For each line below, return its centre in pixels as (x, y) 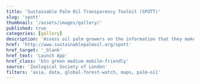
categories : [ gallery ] (34, 34)
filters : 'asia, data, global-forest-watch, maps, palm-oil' (84, 72)
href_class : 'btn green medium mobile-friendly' (68, 61)
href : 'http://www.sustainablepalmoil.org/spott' (69, 45)
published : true (26, 28)
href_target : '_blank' (34, 50)
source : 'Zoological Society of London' (57, 67)
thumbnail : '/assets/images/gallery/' (54, 22)
